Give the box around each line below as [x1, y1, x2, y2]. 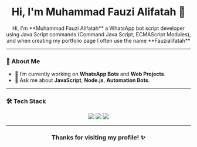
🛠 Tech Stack [6, 97, 46, 105]
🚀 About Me [6, 57, 40, 65]
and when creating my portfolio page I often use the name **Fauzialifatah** [6, 37, 191, 44]
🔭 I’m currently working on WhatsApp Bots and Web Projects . [14, 70, 166, 78]
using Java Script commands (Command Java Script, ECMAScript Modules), [6, 30, 191, 37]
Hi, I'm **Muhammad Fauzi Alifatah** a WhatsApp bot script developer [12, 25, 185, 32]
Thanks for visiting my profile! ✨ [52, 134, 145, 142]
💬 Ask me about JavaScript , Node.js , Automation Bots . [14, 77, 150, 84]
